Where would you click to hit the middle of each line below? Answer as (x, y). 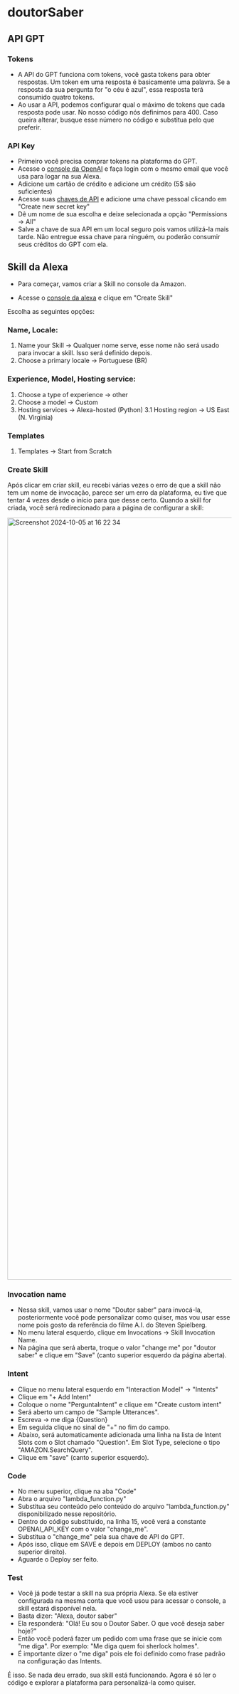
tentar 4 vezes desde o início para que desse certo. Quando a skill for (110, 500)
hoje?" (27, 1631)
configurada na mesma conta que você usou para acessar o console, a (122, 1601)
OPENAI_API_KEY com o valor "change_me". (83, 1529)
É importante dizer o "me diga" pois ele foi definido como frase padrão (121, 1654)
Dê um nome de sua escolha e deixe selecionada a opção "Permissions (122, 214)
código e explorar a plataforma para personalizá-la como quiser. (102, 1683)
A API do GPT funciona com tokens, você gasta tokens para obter (114, 74)
